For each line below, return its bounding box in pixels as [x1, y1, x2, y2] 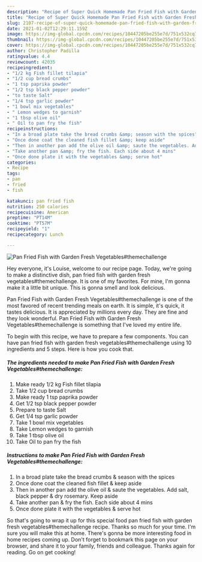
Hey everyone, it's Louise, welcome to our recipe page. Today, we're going [7, 265, 192, 272]
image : [7, 31, 23, 37]
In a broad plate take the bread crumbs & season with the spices [15, 473, 175, 480]
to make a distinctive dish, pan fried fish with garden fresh [7, 271, 150, 278]
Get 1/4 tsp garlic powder [15, 412, 79, 420]
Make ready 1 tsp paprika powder [15, 393, 98, 401]
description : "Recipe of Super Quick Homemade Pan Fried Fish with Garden [7, 8, 198, 15]
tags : [7, 170, 20, 177]
